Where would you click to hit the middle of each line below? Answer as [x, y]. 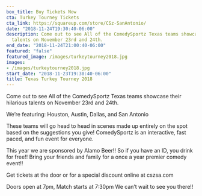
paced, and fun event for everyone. [50, 139]
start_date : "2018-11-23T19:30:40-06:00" [59, 74]
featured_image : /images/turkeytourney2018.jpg [67, 57]
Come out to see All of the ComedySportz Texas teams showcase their [94, 96]
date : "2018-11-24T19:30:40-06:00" [51, 29]
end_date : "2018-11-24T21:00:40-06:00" [56, 46]
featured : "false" [29, 51]
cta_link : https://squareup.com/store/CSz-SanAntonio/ [76, 23]
